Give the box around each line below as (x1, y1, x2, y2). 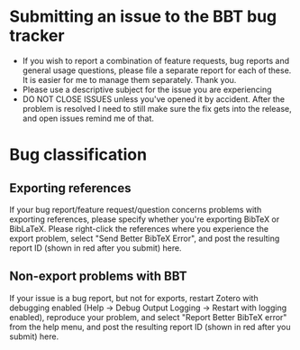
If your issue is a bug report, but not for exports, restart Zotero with (9, 292, 259, 303)
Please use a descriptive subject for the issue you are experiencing (22, 84, 272, 95)
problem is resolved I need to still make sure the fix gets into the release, (22, 103, 292, 114)
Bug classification (9, 144, 147, 165)
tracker (9, 25, 65, 46)
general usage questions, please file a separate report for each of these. (22, 65, 292, 76)
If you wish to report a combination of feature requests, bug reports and (22, 55, 290, 66)
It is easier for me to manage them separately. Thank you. (22, 74, 237, 85)
